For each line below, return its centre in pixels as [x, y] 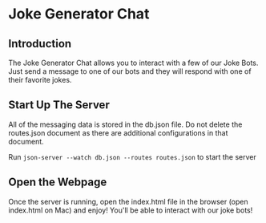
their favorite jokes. [40, 80]
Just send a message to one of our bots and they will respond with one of [130, 71]
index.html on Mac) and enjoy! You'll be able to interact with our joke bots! [131, 210]
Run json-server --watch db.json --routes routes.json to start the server [132, 156]
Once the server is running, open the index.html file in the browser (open [128, 201]
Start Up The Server [59, 105]
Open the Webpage [58, 182]
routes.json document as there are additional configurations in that [118, 132]
